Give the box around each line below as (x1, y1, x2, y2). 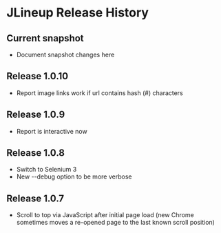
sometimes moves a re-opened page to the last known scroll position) (16, 219, 215, 227)
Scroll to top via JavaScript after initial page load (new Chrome (16, 211, 194, 219)
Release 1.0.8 (6, 147, 65, 159)
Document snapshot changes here (16, 50, 115, 59)
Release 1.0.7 (6, 192, 65, 204)
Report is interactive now (16, 127, 87, 135)
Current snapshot (6, 32, 84, 44)
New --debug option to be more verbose (16, 172, 132, 181)
